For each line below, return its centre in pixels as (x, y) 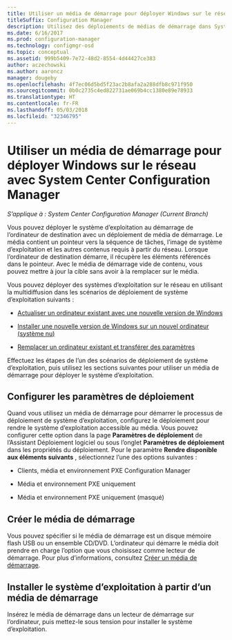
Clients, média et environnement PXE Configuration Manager (104, 471)
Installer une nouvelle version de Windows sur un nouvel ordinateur (113, 326)
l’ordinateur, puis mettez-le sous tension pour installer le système (100, 622)
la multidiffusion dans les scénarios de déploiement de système (98, 292)
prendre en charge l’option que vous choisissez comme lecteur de (101, 551)
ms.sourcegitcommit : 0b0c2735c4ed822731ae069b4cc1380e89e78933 (100, 91)
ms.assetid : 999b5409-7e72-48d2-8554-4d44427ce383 (81, 59)
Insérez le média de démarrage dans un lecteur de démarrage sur (101, 614)
